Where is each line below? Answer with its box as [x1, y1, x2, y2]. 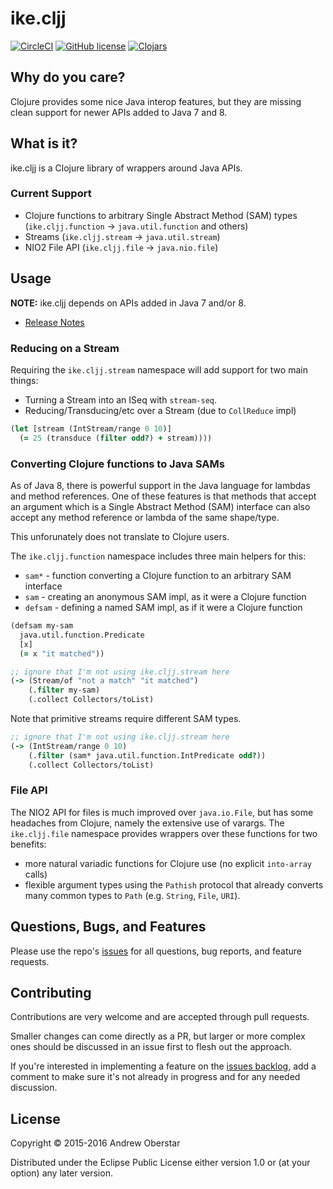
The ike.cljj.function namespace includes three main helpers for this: [10, 550, 307, 562]
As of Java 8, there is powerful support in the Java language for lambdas [10, 480, 311, 492]
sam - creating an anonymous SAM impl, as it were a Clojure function [24, 591, 307, 603]
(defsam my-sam [10, 621, 74, 631]
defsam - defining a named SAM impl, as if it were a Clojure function [24, 602, 303, 614]
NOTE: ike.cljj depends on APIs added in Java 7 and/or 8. [10, 297, 247, 309]
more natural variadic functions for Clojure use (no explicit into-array [24, 857, 312, 869]
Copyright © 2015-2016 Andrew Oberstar [10, 1137, 181, 1149]
